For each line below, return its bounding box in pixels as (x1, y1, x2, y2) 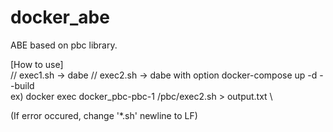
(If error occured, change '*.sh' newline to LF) (10, 109, 198, 121)
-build (10, 79, 35, 91)
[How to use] (10, 58, 64, 70)
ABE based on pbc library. (10, 39, 118, 51)
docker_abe (10, 6, 110, 29)
